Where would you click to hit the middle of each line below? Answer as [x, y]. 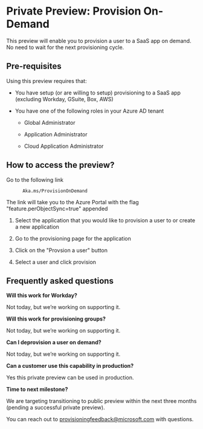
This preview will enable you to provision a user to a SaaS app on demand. [99, 41]
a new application [37, 227]
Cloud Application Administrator [64, 146]
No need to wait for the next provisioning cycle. [65, 47]
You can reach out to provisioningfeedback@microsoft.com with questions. [100, 419]
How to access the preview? [60, 165]
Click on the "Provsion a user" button [61, 250]
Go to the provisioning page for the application [73, 238]
